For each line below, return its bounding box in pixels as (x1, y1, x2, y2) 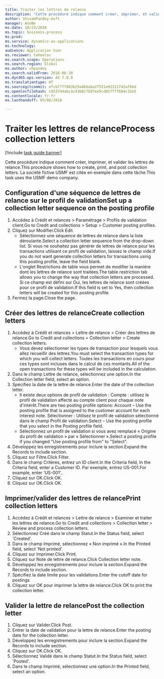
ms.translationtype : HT (5, 80, 54, 84)
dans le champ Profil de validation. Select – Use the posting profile (19, 418, 152, 424)
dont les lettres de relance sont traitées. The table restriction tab (19, 269, 147, 275)
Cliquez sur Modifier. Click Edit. (12, 227, 74, 233)
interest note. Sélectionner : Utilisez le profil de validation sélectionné (19, 412, 159, 418)
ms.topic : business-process (5, 30, 62, 35)
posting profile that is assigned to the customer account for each (19, 407, 150, 413)
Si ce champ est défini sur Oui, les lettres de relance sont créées (19, 279, 150, 285)
